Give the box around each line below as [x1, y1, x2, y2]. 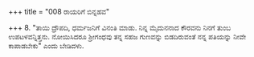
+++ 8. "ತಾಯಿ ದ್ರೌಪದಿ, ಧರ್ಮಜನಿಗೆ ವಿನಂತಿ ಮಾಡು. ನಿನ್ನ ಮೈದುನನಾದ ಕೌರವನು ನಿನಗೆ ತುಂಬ [8, 23, 231, 32]
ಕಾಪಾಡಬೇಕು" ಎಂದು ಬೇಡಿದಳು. [8, 41, 84, 51]
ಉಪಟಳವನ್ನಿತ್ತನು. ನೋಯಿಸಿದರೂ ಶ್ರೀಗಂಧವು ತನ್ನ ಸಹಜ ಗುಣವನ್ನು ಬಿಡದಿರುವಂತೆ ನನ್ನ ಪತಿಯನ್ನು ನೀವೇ [8, 32, 247, 41]
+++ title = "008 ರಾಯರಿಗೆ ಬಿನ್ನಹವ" [8, 7, 110, 16]
